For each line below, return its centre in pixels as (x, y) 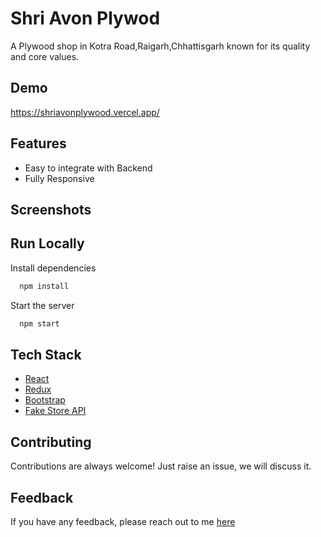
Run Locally (47, 243)
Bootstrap (45, 400)
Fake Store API (55, 411)
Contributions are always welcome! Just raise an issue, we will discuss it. (161, 466)
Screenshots (51, 209)
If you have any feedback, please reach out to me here (123, 521)
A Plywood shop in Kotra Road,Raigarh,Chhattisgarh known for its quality (160, 46)
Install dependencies (53, 268)
